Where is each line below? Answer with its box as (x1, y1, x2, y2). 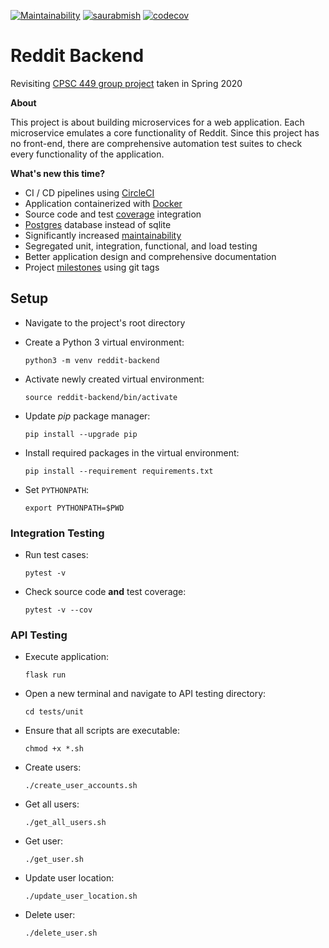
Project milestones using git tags (24, 261, 160, 273)
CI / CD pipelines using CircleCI (24, 186, 155, 199)
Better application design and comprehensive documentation (24, 250, 277, 262)
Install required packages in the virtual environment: (24, 446, 240, 459)
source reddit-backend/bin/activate (24, 392, 178, 402)
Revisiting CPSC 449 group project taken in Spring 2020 (10, 77, 243, 89)
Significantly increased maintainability (24, 229, 182, 241)
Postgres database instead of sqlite (24, 218, 172, 230)
